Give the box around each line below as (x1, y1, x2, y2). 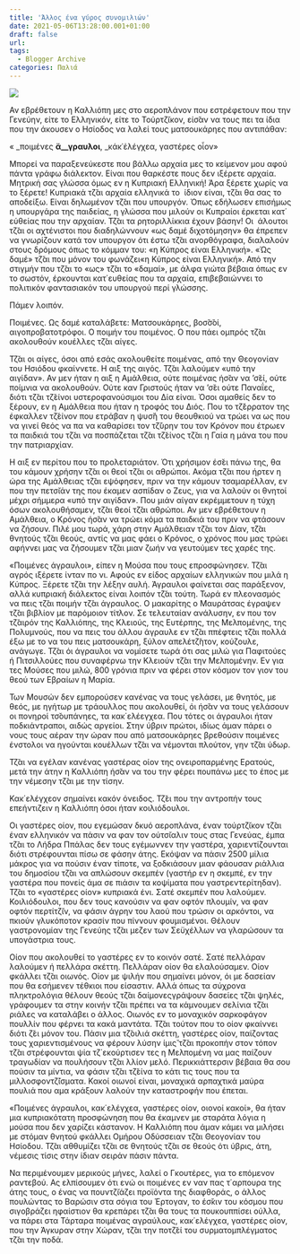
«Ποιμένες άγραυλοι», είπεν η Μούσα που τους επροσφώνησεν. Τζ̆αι (9, 560, 268, 570)
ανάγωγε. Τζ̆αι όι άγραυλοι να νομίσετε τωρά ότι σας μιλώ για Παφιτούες (9, 645, 287, 656)
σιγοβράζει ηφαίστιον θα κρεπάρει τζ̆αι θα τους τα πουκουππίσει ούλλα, (9, 1206, 281, 1216)
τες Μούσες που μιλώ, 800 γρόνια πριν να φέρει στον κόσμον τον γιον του (9, 665, 288, 675)
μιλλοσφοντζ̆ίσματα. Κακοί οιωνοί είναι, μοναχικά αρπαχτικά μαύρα (9, 1075, 264, 1086)
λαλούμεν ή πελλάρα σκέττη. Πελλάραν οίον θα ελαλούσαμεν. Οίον (9, 961, 270, 971)
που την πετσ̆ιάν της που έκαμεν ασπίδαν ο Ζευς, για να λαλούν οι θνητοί (9, 485, 287, 496)
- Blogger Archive (17, 55, 87, 64)
